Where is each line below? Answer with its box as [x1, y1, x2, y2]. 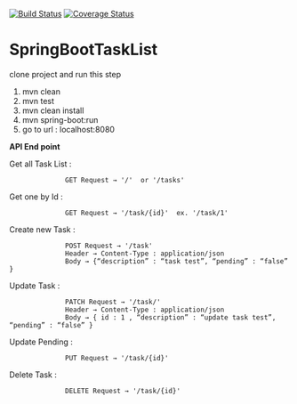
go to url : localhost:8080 [21, 124, 116, 134]
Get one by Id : [9, 191, 64, 202]
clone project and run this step [9, 69, 122, 79]
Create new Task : [9, 223, 76, 235]
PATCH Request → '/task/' [65, 297, 162, 306]
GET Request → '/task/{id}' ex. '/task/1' [65, 208, 229, 217]
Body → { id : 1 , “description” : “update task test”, [65, 312, 277, 322]
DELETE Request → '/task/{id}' [65, 386, 181, 395]
